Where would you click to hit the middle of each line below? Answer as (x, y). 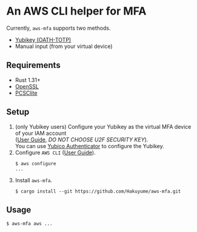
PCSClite (26, 93)
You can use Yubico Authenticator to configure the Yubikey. (90, 146)
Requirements (33, 65)
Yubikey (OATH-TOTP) (43, 39)
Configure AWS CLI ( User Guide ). (55, 152)
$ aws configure (35, 163)
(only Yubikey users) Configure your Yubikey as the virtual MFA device (103, 126)
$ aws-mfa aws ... (29, 224)
